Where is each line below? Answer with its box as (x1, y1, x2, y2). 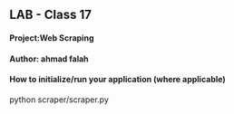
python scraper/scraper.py (9, 94, 109, 105)
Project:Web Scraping (9, 32, 94, 43)
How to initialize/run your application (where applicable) (9, 74, 226, 85)
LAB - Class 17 (9, 7, 93, 23)
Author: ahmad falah (9, 53, 89, 64)
